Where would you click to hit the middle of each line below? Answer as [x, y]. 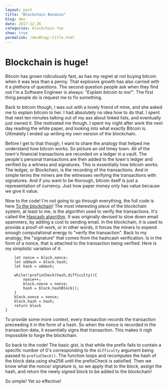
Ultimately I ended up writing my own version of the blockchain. [71, 133]
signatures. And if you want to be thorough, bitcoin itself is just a [71, 180]
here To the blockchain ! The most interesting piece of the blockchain [76, 206]
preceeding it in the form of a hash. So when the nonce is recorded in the [80, 325]
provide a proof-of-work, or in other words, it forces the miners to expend [81, 227]
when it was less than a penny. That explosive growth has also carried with [82, 81]
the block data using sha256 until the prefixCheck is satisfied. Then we [78, 361]
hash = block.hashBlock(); [51, 288]
